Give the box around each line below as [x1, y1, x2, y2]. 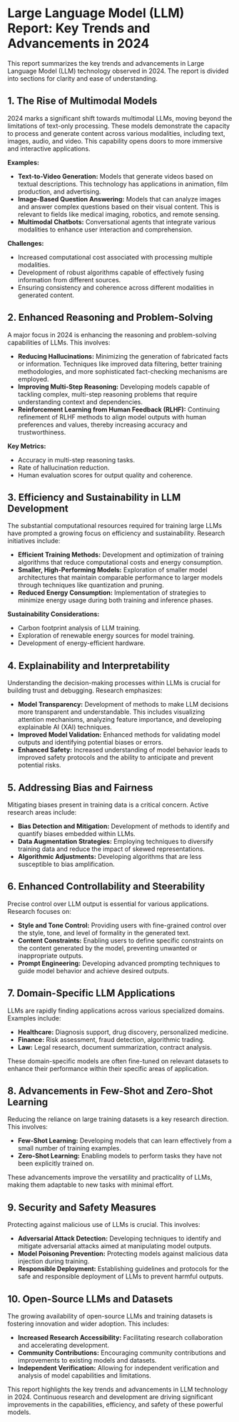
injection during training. [17, 1257, 90, 1266]
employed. [17, 374, 49, 383]
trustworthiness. [17, 427, 66, 437]
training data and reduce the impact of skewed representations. [17, 845, 205, 853]
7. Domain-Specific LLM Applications [7, 988, 176, 1000]
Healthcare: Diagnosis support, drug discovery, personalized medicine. [17, 1028, 229, 1036]
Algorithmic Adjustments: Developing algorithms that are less [17, 852, 202, 860]
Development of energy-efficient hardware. [17, 639, 146, 647]
